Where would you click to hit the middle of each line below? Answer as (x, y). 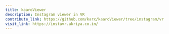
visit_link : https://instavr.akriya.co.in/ (52, 24)
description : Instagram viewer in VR (45, 14)
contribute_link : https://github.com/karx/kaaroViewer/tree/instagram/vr (85, 19)
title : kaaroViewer (26, 10)
